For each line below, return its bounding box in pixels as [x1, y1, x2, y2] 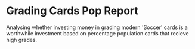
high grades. [6, 36, 38, 43]
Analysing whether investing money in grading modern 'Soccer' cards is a [6, 24, 188, 31]
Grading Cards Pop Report [6, 4, 139, 18]
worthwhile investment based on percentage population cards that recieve [6, 30, 189, 37]
